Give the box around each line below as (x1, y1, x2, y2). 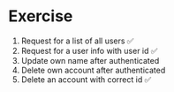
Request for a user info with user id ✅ (20, 45, 158, 56)
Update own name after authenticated (20, 55, 160, 65)
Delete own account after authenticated (20, 65, 166, 75)
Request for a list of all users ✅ (20, 35, 134, 46)
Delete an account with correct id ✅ (20, 73, 152, 85)
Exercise (8, 6, 73, 27)
